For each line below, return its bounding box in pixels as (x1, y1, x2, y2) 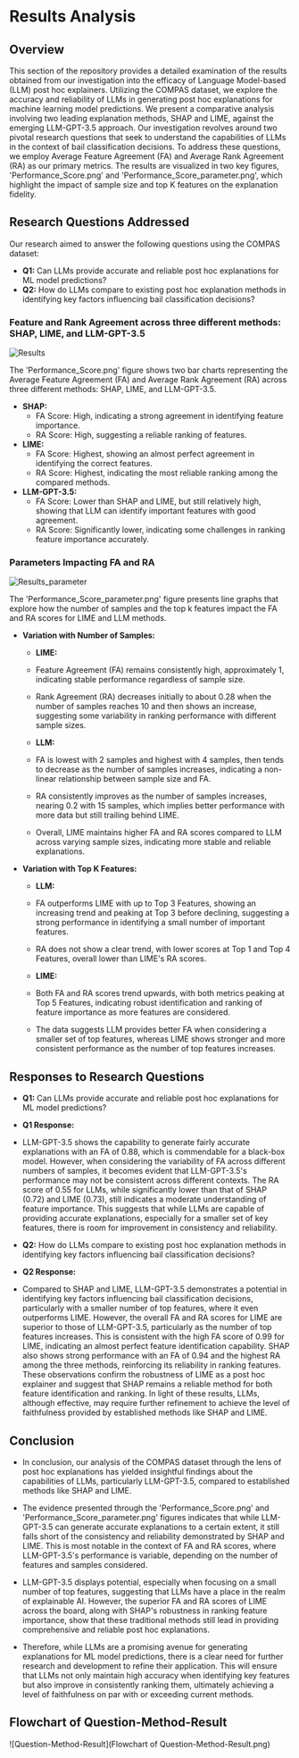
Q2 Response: (21, 1267, 76, 1277)
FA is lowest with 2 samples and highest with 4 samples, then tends (35, 755, 284, 766)
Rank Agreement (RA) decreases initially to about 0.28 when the (35, 691, 272, 702)
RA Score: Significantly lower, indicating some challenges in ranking (35, 524, 286, 535)
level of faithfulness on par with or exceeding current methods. (21, 1689, 254, 1700)
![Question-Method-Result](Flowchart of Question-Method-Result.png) (9, 1738, 270, 1749)
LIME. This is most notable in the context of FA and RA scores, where (21, 1541, 277, 1552)
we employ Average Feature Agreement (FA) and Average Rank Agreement (9, 151, 284, 162)
